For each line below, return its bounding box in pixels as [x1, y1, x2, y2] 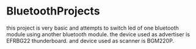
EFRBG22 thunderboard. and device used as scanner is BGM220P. [6, 37, 175, 44]
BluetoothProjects [6, 4, 100, 18]
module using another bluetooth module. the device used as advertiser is [6, 30, 191, 38]
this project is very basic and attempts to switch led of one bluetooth [6, 24, 179, 31]
